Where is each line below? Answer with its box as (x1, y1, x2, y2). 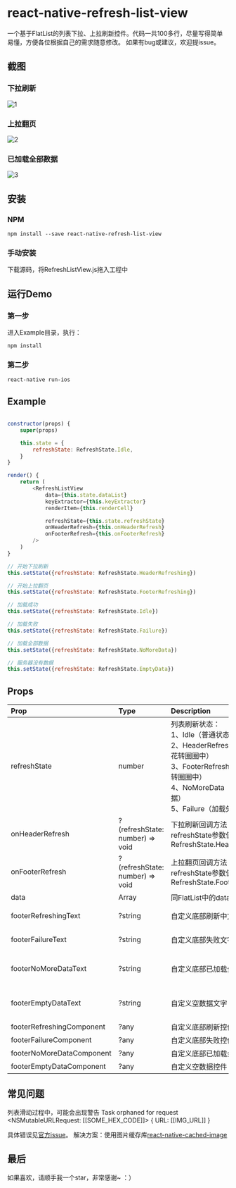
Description (171, 706, 211, 716)
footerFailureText (11, 935, 67, 945)
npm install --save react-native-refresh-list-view (7, 230, 162, 237)
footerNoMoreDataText (11, 964, 87, 974)
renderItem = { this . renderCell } (44, 505, 133, 512)
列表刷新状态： (171, 719, 221, 729)
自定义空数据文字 (171, 998, 228, 1008)
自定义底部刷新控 (171, 1022, 228, 1032)
